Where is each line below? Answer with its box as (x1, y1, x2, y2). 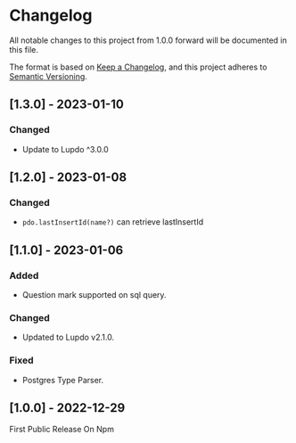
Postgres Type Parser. (21, 374, 104, 385)
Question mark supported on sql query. (21, 290, 167, 299)
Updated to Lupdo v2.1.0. (21, 332, 114, 343)
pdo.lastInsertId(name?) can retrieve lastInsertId (21, 217, 203, 227)
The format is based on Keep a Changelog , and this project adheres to (9, 62, 267, 72)
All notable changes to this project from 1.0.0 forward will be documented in (9, 35, 288, 45)
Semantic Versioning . (9, 70, 87, 81)
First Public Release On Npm (9, 424, 114, 435)
